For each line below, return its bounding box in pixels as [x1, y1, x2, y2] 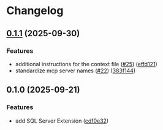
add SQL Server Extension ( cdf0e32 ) [15, 117, 109, 124]
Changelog [6, 4, 64, 18]
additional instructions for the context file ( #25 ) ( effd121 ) [15, 60, 157, 67]
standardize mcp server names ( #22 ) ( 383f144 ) [15, 67, 136, 74]
